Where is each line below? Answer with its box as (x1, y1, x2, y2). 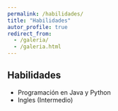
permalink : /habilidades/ (7, 10, 83, 18)
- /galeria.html (13, 43, 61, 50)
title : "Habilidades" (7, 17, 71, 24)
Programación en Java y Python (17, 88, 111, 96)
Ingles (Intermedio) (17, 95, 73, 104)
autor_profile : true (7, 23, 69, 30)
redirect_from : (7, 30, 52, 37)
